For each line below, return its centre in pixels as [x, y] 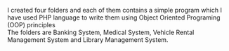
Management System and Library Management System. [88, 40]
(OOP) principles [32, 25]
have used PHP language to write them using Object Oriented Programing [114, 17]
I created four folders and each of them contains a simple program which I [115, 10]
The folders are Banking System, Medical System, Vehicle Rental [101, 32]
